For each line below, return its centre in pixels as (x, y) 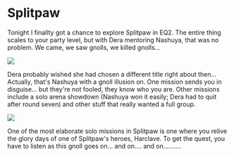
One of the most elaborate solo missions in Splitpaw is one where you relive (117, 131)
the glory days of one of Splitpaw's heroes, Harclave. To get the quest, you (116, 138)
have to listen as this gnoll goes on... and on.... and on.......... (94, 146)
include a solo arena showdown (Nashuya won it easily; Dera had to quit (112, 96)
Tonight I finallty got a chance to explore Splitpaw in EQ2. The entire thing (115, 32)
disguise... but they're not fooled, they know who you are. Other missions (113, 89)
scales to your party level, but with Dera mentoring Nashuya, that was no (113, 39)
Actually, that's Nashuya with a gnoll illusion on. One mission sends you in (115, 82)
